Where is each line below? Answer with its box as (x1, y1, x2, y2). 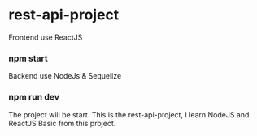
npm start (8, 53, 49, 64)
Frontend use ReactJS (8, 32, 83, 42)
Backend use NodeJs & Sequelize (8, 71, 122, 81)
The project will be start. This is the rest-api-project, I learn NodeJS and (8, 109, 250, 119)
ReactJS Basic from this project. (8, 118, 116, 128)
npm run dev (8, 91, 59, 103)
